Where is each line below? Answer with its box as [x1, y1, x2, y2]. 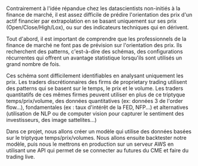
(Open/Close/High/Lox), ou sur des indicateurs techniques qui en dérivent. [6, 24, 189, 31]
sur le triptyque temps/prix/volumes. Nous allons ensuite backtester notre [6, 134, 187, 142]
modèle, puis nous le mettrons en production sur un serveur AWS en [6, 140, 174, 148]
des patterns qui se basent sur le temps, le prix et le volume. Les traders [6, 85, 183, 92]
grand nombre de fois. [6, 61, 61, 68]
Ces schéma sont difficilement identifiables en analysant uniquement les [6, 72, 184, 79]
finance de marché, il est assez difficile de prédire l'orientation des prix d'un [6, 11, 193, 18]
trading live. [6, 154, 36, 161]
